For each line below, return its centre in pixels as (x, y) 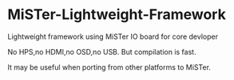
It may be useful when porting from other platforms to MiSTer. (109, 67)
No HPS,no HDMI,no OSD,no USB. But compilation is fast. (102, 51)
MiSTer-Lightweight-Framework (117, 15)
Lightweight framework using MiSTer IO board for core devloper (113, 36)
